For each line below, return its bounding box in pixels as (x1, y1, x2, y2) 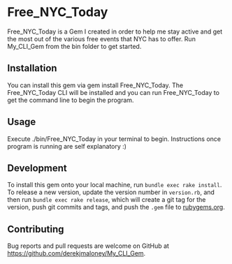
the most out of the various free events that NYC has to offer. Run (7, 34, 196, 43)
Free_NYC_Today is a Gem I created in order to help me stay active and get (7, 27, 223, 36)
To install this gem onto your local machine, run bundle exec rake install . (7, 181, 222, 189)
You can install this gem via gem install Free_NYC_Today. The (7, 81, 184, 89)
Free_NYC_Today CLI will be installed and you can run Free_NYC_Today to (7, 88, 220, 96)
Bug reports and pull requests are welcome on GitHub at (7, 242, 170, 250)
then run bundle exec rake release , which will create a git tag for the (7, 196, 206, 204)
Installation (7, 62, 57, 74)
